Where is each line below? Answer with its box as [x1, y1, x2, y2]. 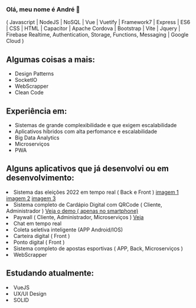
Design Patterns [14, 70, 54, 77]
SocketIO [14, 77, 37, 84]
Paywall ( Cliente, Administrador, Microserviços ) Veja [14, 213, 144, 220]
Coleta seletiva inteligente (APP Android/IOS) [14, 226, 123, 233]
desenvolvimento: [6, 173, 75, 183]
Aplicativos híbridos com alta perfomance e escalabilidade [14, 128, 158, 135]
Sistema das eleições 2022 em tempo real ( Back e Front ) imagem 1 [14, 188, 179, 196]
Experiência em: [6, 106, 67, 116]
